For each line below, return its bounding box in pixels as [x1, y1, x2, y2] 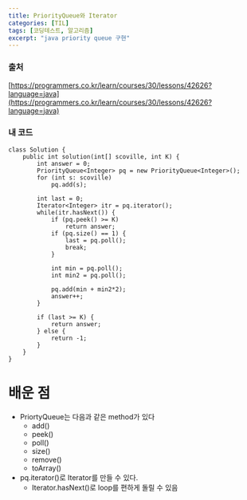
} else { [37, 327, 66, 335]
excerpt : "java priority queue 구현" [8, 33, 130, 42]
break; [65, 243, 88, 251]
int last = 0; [37, 195, 84, 203]
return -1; [50, 334, 88, 342]
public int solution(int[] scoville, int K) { [22, 152, 180, 160]
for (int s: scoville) [37, 173, 112, 182]
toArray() [31, 463, 62, 473]
